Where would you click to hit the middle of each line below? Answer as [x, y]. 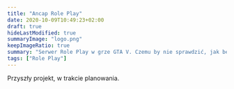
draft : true [24, 26]
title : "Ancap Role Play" [45, 13]
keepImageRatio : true [39, 46]
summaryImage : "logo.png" [45, 39]
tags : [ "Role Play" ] [37, 59]
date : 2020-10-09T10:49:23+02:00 [56, 20]
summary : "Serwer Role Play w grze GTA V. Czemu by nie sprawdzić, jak [113, 52]
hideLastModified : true [42, 33]
